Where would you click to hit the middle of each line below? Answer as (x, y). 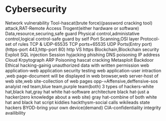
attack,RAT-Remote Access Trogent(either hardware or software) (72, 28)
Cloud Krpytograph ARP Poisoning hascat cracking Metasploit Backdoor (79, 60)
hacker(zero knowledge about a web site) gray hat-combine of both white (81, 97)
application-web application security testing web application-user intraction (83, 70)
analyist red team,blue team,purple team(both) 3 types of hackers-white (79, 86)
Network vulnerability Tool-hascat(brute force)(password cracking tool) (79, 23)
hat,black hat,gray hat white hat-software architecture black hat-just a (77, 92)
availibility (15, 113)
